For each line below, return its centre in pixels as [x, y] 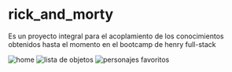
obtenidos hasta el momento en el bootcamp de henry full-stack [112, 44]
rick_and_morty [61, 14]
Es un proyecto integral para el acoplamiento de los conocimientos [116, 36]
